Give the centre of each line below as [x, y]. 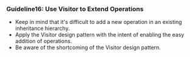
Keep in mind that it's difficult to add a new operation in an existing [98, 22]
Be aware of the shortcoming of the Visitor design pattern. [88, 47]
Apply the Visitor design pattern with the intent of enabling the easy [100, 35]
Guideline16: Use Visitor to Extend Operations [75, 9]
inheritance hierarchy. [42, 28]
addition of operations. [43, 41]
